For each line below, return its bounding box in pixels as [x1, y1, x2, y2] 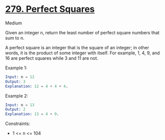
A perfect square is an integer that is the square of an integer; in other [5, 44, 149, 50]
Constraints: [5, 121, 30, 127]
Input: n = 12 [5, 74, 35, 79]
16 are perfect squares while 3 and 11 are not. [5, 55, 98, 61]
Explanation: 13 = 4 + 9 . [5, 112, 59, 117]
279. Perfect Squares [5, 3, 95, 15]
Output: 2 [5, 107, 26, 112]
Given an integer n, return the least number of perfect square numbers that [5, 29, 160, 35]
